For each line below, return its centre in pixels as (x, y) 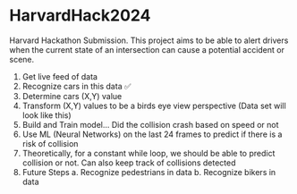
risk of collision (50, 143)
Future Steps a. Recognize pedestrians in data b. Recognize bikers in (149, 172)
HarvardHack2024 (80, 16)
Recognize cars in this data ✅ (76, 86)
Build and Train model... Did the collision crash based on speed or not (150, 124)
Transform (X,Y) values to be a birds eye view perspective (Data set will (154, 105)
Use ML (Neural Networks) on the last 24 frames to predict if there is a (152, 134)
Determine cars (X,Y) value (72, 96)
